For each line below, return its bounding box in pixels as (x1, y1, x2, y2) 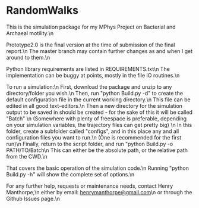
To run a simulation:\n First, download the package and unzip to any (6, 83, 172, 90)
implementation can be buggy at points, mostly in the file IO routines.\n (6, 72, 180, 79)
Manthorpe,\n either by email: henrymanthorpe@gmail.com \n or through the (6, 188, 192, 195)
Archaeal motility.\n (6, 29, 54, 36)
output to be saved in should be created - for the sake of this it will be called (6, 108, 193, 116)
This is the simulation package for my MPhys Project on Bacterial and (6, 23, 176, 30)
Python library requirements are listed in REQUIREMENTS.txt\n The (6, 65, 170, 72)
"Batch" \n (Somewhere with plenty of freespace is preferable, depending (6, 114, 187, 122)
